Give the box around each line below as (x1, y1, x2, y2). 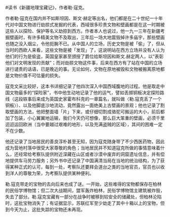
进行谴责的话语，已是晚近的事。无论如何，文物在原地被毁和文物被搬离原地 (5, 66, 160, 72)
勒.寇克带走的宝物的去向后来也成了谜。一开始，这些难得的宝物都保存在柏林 (5, 181, 162, 187)
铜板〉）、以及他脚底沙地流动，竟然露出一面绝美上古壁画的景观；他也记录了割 (5, 102, 165, 108)
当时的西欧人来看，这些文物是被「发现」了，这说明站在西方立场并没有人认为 (5, 47, 165, 53)
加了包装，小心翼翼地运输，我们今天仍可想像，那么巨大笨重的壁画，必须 (5, 115, 156, 121)
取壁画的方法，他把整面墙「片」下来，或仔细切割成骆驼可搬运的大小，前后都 (5, 109, 165, 114)
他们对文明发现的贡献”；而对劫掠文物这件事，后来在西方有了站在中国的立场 (5, 60, 163, 66)
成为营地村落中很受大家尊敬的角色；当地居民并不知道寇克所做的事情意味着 (5, 145, 160, 151)
